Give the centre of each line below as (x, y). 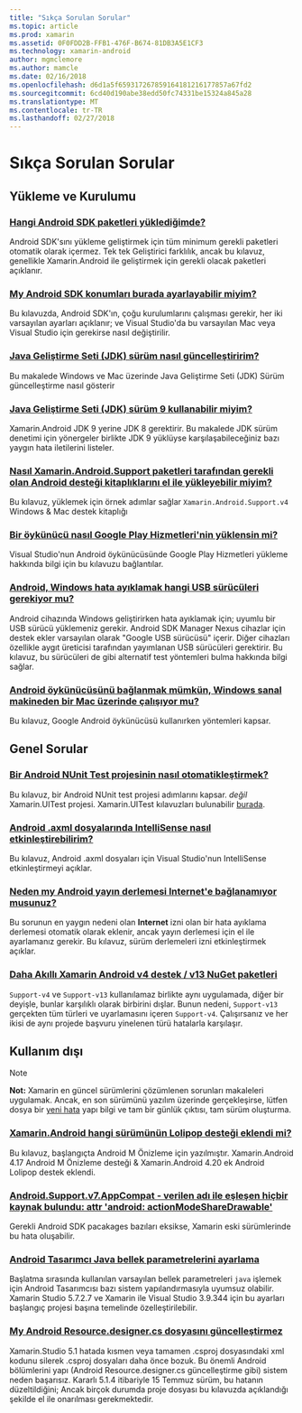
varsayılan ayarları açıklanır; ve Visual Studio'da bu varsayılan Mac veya (142, 323)
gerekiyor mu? (42, 599)
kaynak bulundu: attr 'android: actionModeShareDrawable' (141, 1206)
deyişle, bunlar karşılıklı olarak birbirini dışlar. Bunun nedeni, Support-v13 (143, 1004)
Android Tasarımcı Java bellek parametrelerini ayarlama (134, 1259)
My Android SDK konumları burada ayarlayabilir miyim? (133, 293)
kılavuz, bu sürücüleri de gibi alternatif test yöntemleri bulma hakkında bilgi (148, 656)
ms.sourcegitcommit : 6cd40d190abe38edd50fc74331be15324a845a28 (131, 93)
